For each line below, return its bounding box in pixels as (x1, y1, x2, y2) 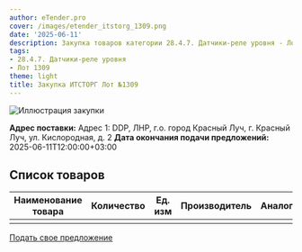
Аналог (260, 200, 294, 212)
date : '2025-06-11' (9, 30, 83, 39)
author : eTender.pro (9, 13, 87, 22)
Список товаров (9, 167, 105, 183)
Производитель (180, 200, 252, 212)
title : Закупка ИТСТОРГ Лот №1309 (9, 80, 139, 89)
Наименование (13, 194, 83, 207)
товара (31, 205, 65, 218)
